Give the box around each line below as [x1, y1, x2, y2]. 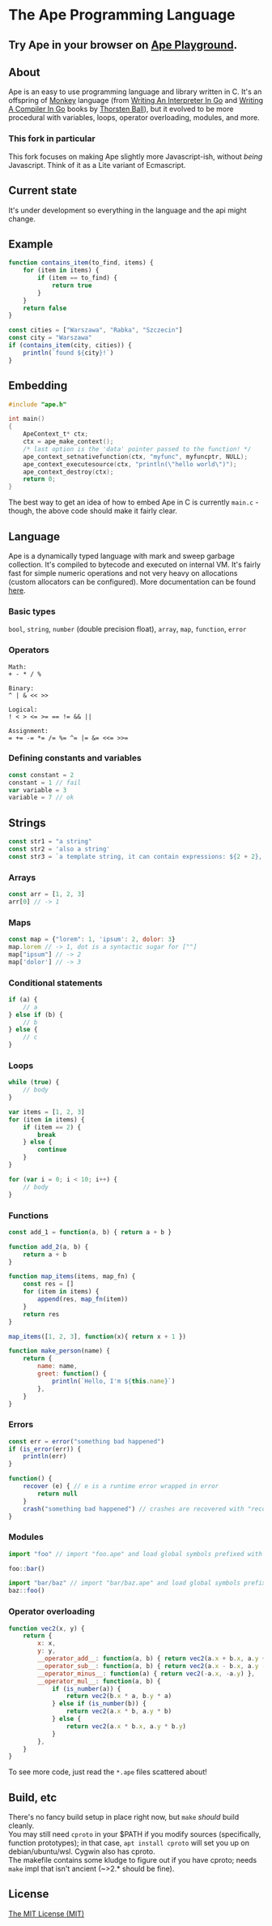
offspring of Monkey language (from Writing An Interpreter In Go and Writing [8, 96, 264, 105]
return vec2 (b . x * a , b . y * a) [66, 1692, 172, 1701]
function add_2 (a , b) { [8, 1242, 89, 1250]
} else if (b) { [8, 1010, 63, 1019]
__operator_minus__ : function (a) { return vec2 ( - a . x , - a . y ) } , [37, 1669, 256, 1678]
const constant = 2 [8, 770, 74, 779]
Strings [8, 816, 46, 830]
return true [51, 281, 92, 290]
